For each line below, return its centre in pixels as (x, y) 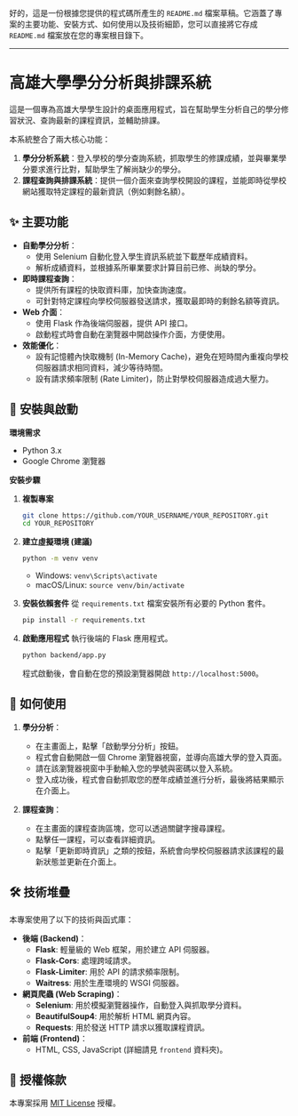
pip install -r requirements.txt (84, 621)
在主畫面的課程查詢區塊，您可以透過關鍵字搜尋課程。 (133, 828)
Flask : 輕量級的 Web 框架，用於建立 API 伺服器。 (125, 949)
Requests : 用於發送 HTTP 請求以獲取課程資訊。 (122, 1027)
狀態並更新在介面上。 (82, 862)
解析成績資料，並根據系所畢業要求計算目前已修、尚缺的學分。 (148, 267)
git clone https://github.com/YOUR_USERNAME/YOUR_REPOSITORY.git (145, 515)
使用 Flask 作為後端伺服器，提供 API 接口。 (114, 323)
